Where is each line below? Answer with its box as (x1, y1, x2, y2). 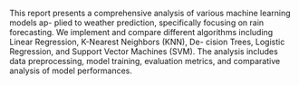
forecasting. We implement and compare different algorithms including (9, 27, 274, 37)
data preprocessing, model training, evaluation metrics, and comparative (9, 56, 281, 66)
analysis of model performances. (9, 65, 133, 76)
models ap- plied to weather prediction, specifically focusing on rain (9, 17, 265, 28)
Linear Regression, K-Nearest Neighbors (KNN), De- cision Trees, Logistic (9, 36, 285, 47)
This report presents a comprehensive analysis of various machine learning (9, 8, 292, 18)
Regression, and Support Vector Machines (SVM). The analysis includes (9, 46, 278, 57)
